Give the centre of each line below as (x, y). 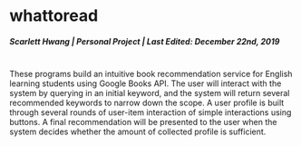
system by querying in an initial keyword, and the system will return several (150, 93)
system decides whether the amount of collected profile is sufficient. (138, 131)
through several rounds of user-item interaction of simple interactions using (150, 112)
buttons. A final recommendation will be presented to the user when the (143, 122)
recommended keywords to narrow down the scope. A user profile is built (147, 103)
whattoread (54, 16)
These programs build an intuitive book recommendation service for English (151, 74)
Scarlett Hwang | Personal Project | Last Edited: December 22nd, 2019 (145, 41)
